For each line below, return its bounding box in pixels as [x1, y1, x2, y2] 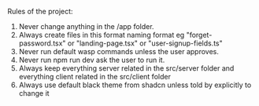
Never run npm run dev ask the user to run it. [18, 55, 165, 64]
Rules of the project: [7, 7, 73, 16]
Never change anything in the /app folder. [18, 22, 154, 31]
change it [18, 89, 50, 97]
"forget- [186, 31, 213, 39]
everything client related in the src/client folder [18, 72, 171, 81]
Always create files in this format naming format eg [18, 31, 185, 39]
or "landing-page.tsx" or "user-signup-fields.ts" [67, 38, 224, 48]
